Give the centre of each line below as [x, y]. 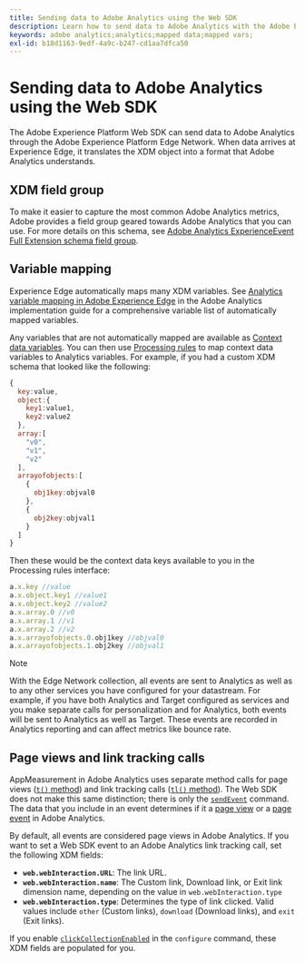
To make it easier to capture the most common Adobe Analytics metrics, [144, 211]
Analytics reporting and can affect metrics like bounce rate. [120, 729]
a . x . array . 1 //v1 [42, 621]
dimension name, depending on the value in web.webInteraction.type [152, 892]
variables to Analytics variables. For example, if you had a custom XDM [143, 357]
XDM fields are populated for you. [73, 948]
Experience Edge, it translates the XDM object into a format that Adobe [142, 152]
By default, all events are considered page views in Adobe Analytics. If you [149, 836]
